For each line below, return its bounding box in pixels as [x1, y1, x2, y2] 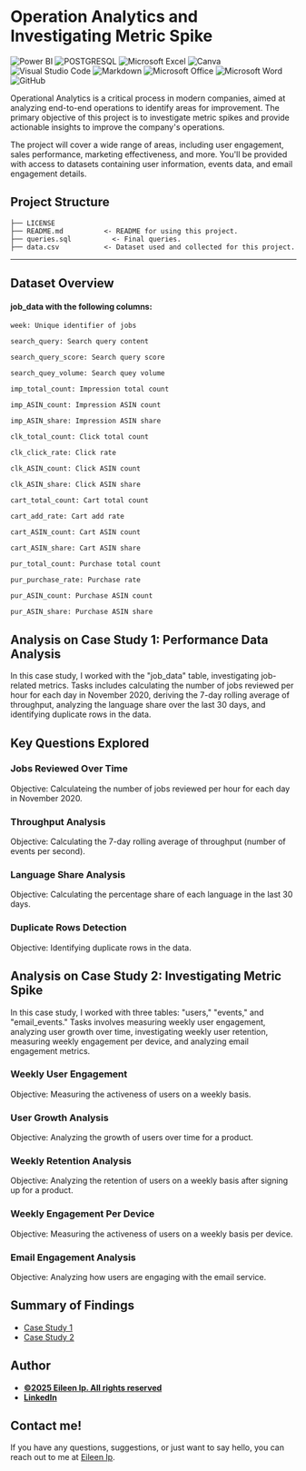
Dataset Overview [10, 275, 114, 292]
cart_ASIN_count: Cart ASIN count [10, 528, 142, 537]
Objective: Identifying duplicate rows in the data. [10, 942, 192, 953]
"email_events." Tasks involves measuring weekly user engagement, [10, 1016, 266, 1028]
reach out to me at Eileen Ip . [10, 1452, 116, 1463]
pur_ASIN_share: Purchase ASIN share [10, 607, 153, 617]
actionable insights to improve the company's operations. [10, 121, 225, 133]
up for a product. [10, 1185, 74, 1196]
